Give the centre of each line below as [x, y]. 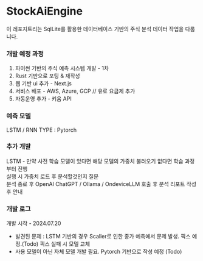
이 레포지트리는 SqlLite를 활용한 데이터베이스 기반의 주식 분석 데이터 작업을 [95, 29]
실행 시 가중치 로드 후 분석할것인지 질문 [53, 176]
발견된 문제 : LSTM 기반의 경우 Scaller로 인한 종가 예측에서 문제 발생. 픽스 [103, 237]
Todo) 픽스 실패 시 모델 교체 [57, 244]
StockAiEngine [45, 11]
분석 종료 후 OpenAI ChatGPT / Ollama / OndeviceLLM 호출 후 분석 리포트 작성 [101, 184]
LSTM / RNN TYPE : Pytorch [42, 130]
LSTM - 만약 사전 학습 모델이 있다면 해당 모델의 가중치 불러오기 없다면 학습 [95, 161]
